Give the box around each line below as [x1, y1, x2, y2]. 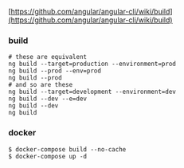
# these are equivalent [8, 53, 88, 61]
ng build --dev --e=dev [8, 95, 88, 103]
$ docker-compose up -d [8, 152, 88, 160]
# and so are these [8, 81, 73, 89]
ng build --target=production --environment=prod [8, 60, 177, 68]
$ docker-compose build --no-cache [8, 145, 127, 154]
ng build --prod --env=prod [8, 67, 102, 75]
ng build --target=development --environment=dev [8, 88, 177, 96]
